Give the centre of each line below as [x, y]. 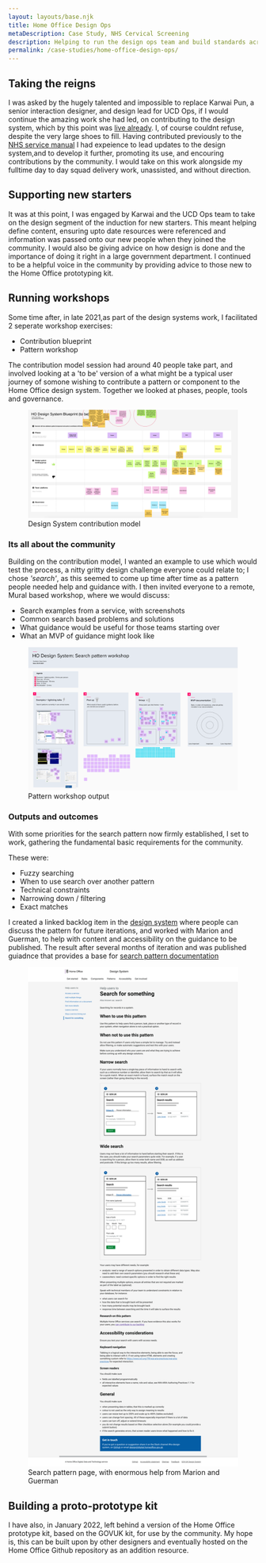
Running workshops [59, 298]
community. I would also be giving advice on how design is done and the [127, 248]
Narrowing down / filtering [63, 898]
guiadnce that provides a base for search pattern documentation [114, 956]
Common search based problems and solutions [97, 619]
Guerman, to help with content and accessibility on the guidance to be [123, 939]
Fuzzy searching [47, 872]
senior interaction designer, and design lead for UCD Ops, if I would [118, 110]
